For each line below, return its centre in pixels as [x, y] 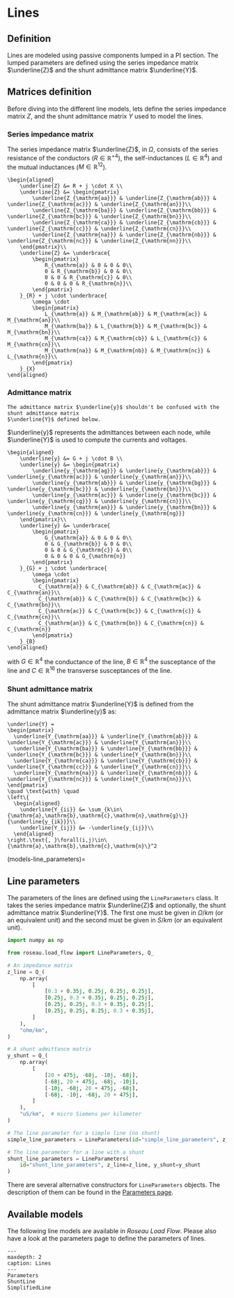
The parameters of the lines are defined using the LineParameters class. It [113, 898]
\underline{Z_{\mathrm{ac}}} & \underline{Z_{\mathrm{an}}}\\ [99, 204]
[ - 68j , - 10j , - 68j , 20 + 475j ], [91, 1095]
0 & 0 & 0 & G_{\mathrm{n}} [85, 556]
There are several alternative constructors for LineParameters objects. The [114, 1185]
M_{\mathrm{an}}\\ [34, 320]
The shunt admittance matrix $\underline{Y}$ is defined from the [100, 704]
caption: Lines [29, 1263]
